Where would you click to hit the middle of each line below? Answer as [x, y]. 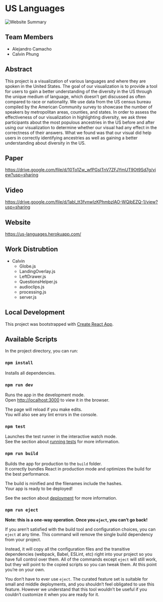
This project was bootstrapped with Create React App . [59, 324]
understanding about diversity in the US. [45, 143]
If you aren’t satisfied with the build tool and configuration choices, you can [81, 529]
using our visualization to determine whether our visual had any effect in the [81, 127]
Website [18, 222]
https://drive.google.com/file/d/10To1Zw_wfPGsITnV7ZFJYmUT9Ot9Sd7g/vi [81, 170]
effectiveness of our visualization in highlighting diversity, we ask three [76, 117]
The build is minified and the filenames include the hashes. [64, 483]
